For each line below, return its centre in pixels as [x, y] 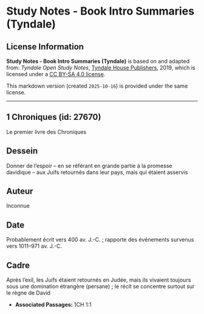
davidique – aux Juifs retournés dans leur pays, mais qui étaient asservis [97, 172]
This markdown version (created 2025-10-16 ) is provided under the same [97, 86]
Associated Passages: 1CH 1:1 [53, 305]
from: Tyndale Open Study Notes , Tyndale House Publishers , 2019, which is [101, 68]
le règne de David [28, 293]
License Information [45, 47]
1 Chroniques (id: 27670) [54, 117]
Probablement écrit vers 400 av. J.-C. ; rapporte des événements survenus [100, 240]
